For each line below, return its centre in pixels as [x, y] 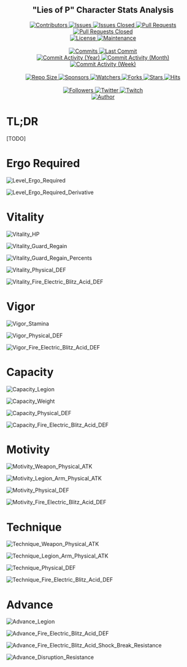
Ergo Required [43, 163]
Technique [34, 527]
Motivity [28, 449]
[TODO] [16, 138]
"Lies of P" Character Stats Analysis [103, 10]
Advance [30, 605]
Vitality [25, 217]
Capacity [30, 372]
